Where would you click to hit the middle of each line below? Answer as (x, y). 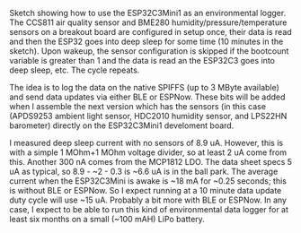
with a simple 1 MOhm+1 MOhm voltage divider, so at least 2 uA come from (148, 152)
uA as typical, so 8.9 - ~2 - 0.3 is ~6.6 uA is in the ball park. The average (144, 171)
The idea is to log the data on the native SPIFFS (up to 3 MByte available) (145, 87)
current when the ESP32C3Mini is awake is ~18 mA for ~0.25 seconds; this (148, 181)
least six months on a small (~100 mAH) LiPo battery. (107, 219)
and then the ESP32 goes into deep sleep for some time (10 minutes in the (146, 41)
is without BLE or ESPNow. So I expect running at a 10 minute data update (146, 190)
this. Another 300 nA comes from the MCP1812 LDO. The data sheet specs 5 (151, 162)
